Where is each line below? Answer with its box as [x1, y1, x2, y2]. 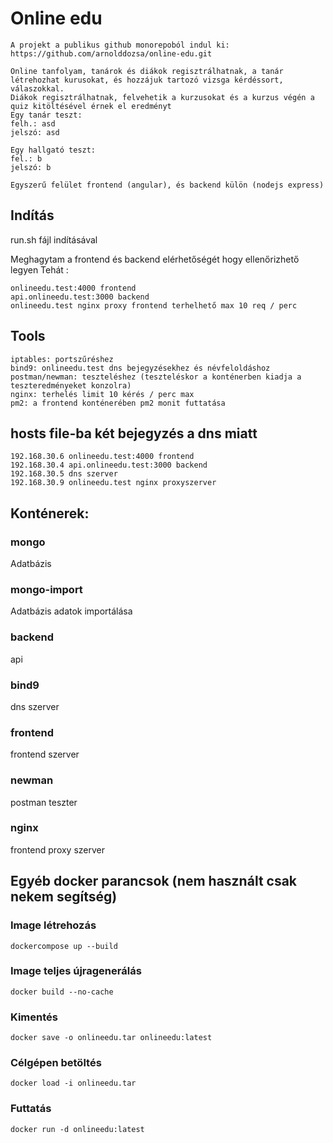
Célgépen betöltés [10, 1056, 102, 1070]
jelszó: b [10, 162, 52, 172]
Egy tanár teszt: [10, 110, 83, 120]
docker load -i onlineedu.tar [10, 1078, 137, 1089]
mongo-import [10, 582, 83, 596]
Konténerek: [10, 505, 90, 522]
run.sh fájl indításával [10, 233, 98, 246]
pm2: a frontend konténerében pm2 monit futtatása [10, 398, 226, 408]
